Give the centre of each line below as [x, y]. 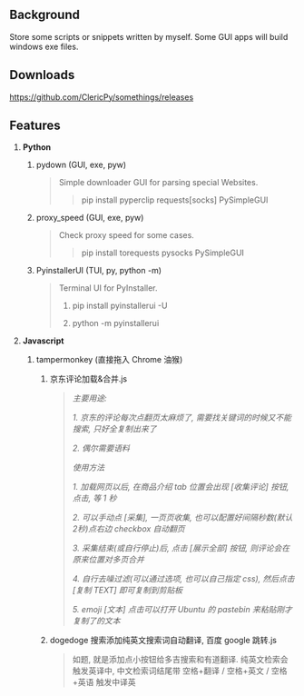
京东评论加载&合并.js [88, 379]
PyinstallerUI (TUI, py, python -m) [98, 271]
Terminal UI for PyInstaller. [108, 288]
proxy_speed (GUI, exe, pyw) [90, 218]
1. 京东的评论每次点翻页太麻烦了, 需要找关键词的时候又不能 [182, 418]
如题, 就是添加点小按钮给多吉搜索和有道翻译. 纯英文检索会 [180, 660]
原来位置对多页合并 [108, 560]
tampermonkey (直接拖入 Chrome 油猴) [109, 360]
